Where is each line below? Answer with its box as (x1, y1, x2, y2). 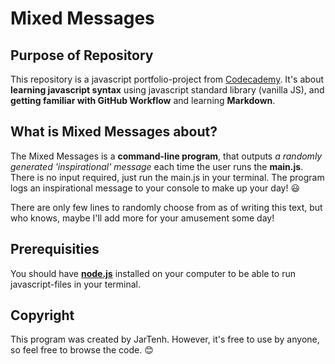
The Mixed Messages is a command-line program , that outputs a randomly (10, 150, 323, 162)
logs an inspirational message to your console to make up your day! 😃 (10, 182, 300, 194)
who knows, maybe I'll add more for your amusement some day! (10, 212, 275, 224)
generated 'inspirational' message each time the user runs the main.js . (10, 160, 304, 172)
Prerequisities (10, 241, 100, 258)
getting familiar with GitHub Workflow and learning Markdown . (10, 95, 276, 106)
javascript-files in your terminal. (10, 278, 142, 290)
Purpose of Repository (10, 47, 154, 64)
